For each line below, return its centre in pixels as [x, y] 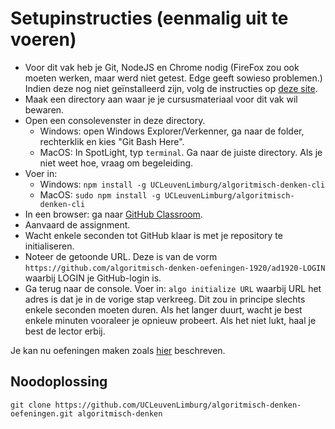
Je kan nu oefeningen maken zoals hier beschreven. [118, 350]
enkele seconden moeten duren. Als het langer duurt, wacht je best [163, 309]
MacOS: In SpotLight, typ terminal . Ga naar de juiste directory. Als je [181, 152]
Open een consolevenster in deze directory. [115, 120]
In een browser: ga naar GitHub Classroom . [113, 214]
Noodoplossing [59, 382]
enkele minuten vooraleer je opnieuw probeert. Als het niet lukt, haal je [170, 320]
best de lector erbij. [65, 331]
